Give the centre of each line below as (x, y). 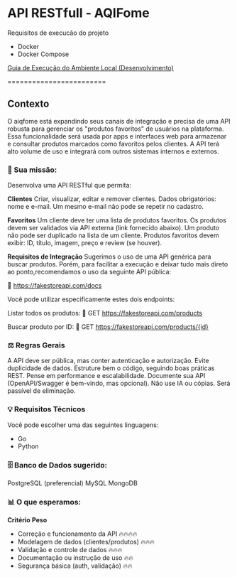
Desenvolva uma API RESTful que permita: (70, 185)
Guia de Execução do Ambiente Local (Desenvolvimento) (90, 68)
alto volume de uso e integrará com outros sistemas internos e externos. (113, 151)
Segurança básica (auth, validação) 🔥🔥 (75, 566)
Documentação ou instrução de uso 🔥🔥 (75, 558)
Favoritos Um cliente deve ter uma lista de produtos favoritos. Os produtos (117, 220)
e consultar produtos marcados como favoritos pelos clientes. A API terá (114, 144)
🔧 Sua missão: (32, 170)
